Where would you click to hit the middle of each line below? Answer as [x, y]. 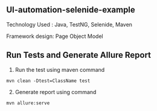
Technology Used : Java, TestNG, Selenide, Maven [69, 24]
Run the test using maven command [60, 69]
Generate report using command [56, 92]
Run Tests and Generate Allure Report [79, 55]
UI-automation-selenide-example [71, 10]
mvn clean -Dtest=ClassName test [48, 81]
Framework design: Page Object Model [55, 36]
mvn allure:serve [28, 103]
